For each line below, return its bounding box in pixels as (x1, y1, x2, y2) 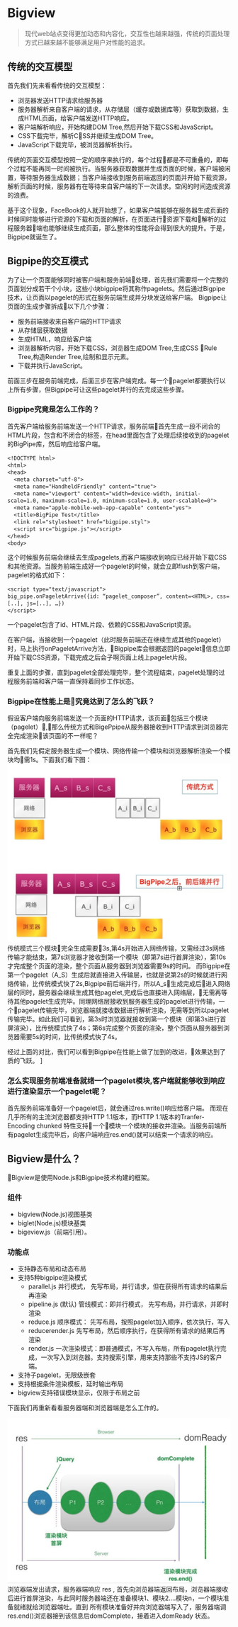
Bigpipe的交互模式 (7, 255, 89, 267)
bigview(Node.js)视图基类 (17, 1210, 93, 1219)
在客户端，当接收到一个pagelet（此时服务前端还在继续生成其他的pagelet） (7, 635, 225, 644)
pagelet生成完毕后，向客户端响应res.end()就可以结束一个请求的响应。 (13, 1130, 217, 1139)
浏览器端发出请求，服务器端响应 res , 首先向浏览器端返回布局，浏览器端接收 (7, 1585, 229, 1594)
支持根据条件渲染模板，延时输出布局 (17, 1380, 124, 1388)
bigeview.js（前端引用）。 (17, 1228, 91, 1237)
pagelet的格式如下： (7, 570, 67, 579)
